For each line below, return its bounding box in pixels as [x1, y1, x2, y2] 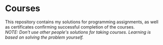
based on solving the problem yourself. [5, 34, 84, 40]
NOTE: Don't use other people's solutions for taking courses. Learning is [5, 29, 151, 35]
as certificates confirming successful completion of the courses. [5, 24, 135, 30]
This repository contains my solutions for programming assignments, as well [5, 19, 159, 25]
